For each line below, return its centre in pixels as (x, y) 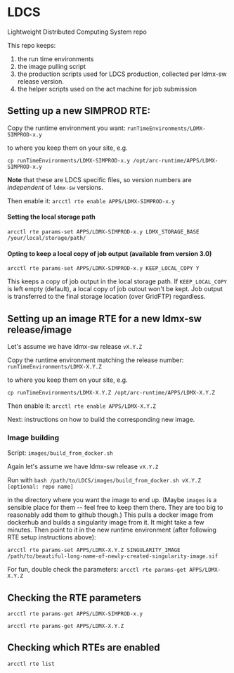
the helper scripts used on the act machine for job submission (107, 89)
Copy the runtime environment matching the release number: (96, 360)
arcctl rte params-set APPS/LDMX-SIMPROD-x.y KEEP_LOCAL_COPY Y (103, 269)
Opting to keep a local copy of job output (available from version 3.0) (110, 253)
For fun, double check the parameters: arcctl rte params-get (97, 570)
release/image (40, 329)
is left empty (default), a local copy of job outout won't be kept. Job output (115, 289)
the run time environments (56, 59)
